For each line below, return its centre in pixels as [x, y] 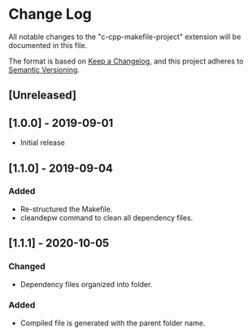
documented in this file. [48, 45]
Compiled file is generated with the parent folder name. [113, 323]
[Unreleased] [43, 96]
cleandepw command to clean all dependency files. [106, 217]
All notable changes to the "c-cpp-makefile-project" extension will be [125, 37]
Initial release [42, 142]
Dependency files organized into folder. [86, 284]
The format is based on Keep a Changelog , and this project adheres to [126, 61]
